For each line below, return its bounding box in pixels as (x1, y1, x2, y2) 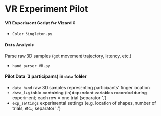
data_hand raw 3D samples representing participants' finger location (12, 84, 150, 90)
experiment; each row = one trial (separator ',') (12, 94, 107, 101)
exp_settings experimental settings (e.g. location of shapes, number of (12, 100, 156, 106)
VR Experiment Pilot (5, 3, 88, 15)
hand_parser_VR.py (12, 63, 50, 68)
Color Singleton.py (12, 32, 53, 37)
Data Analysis (5, 42, 34, 47)
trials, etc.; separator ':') (12, 105, 61, 111)
